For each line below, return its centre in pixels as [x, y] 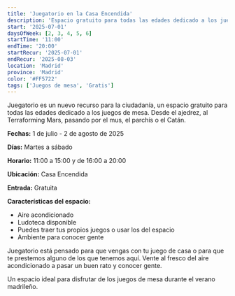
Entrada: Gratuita [32, 188]
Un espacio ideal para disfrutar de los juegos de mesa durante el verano [111, 279]
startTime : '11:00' [36, 40]
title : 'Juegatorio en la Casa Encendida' [70, 14]
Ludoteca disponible [47, 223]
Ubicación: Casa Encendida [48, 174]
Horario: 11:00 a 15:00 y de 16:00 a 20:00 [67, 161]
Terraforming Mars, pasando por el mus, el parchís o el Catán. [97, 120]
